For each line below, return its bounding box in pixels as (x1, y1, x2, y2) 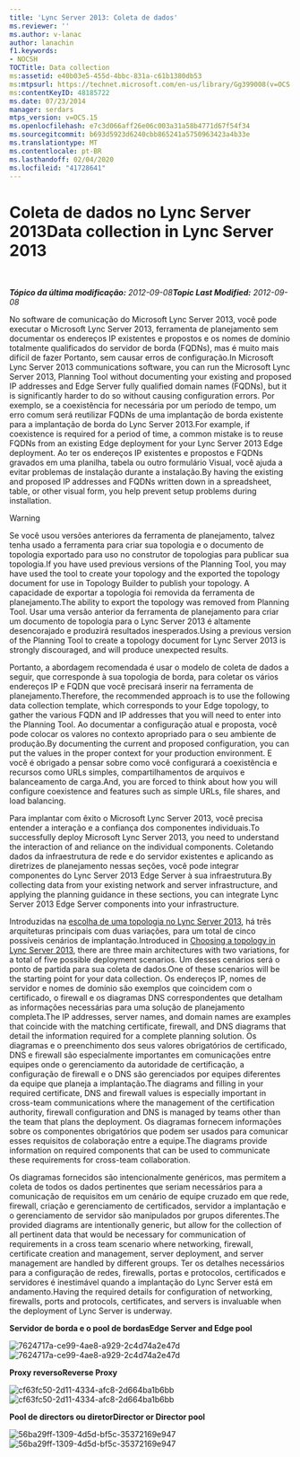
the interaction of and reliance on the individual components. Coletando (9, 841, 274, 853)
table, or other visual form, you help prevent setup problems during (9, 486, 257, 496)
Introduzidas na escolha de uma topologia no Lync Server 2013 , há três (9, 917, 271, 927)
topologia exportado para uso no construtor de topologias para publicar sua (9, 549, 289, 560)
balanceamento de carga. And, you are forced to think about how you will (9, 777, 278, 787)
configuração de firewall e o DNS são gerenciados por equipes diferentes (9, 1069, 281, 1080)
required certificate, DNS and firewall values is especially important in (9, 1088, 267, 1099)
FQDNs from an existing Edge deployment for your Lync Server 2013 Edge (9, 438, 284, 449)
